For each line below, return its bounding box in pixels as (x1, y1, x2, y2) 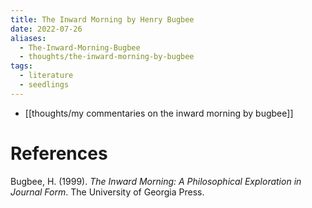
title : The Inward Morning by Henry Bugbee (10, 14, 195, 25)
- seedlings (19, 80, 70, 90)
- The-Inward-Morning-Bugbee (19, 42, 141, 53)
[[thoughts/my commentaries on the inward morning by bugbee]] (24, 107, 294, 119)
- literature (19, 71, 74, 81)
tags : (10, 61, 33, 71)
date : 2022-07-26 (10, 24, 83, 34)
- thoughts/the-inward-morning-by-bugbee (19, 52, 195, 62)
